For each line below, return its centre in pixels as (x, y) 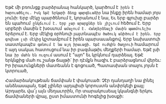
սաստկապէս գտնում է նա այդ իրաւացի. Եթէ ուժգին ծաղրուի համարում (82, 44)
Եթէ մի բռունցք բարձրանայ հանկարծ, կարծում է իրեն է (70, 7)
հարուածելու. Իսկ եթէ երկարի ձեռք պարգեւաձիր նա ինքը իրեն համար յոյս (83, 12)
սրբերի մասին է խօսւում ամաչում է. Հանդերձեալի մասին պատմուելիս (78, 28)
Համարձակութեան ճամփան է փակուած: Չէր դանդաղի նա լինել (80, 80)
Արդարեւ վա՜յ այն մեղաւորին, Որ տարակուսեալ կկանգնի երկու (79, 91)
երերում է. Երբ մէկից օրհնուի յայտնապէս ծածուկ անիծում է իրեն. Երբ (83, 34)
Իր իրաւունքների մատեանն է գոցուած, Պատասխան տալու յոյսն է (82, 65)
